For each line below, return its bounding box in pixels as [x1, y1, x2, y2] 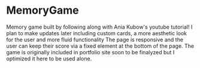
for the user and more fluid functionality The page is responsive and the [6, 36, 184, 43]
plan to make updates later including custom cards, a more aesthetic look [6, 29, 187, 36]
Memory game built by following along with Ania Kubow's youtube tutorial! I [6, 23, 193, 30]
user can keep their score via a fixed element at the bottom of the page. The [6, 42, 195, 50]
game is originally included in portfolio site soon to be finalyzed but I [6, 48, 175, 55]
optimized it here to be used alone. [6, 55, 92, 62]
